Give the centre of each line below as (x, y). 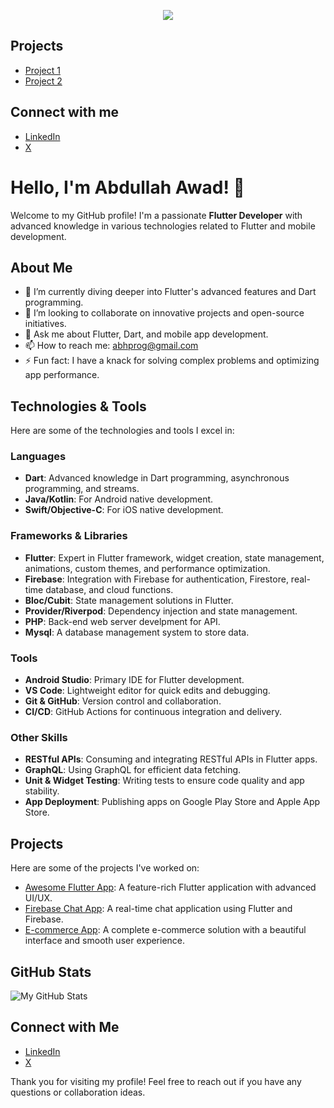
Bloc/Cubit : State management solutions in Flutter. (129, 600)
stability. (42, 791)
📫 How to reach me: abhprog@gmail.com (111, 346)
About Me (41, 267)
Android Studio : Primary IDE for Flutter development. (134, 680)
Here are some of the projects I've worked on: (105, 868)
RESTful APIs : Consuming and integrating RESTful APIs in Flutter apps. (171, 759)
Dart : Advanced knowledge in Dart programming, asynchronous (157, 478)
